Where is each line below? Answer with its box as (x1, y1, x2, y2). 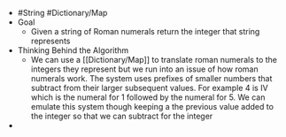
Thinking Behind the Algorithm (17, 45, 129, 56)
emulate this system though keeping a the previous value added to (30, 102, 274, 111)
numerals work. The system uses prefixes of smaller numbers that (30, 73, 273, 83)
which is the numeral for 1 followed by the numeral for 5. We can (30, 92, 266, 103)
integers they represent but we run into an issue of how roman (30, 64, 259, 74)
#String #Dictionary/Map (17, 8, 108, 18)
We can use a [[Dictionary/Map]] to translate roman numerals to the (30, 55, 277, 65)
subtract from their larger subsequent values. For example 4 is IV (30, 83, 268, 93)
